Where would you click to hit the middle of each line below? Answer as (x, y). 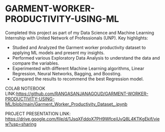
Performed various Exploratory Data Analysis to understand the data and (86, 58)
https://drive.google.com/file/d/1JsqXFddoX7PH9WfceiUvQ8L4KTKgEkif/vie (82, 119)
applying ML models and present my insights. (58, 53)
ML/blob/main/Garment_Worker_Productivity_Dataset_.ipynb (66, 104)
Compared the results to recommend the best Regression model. (78, 79)
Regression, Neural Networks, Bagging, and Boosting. (67, 73)
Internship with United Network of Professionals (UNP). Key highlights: (77, 38)
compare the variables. (35, 63)
